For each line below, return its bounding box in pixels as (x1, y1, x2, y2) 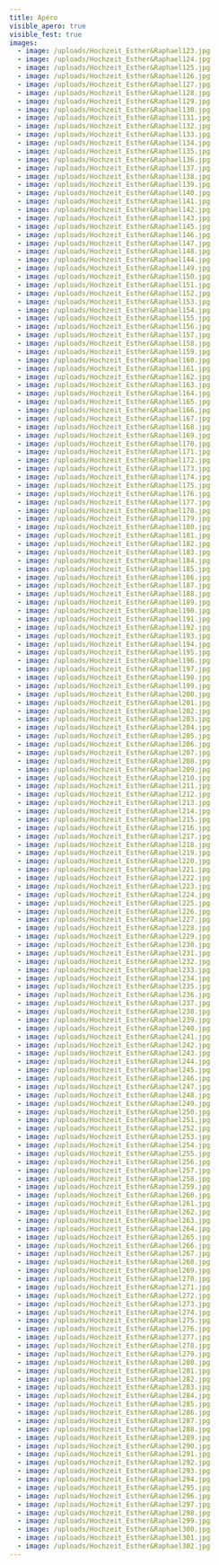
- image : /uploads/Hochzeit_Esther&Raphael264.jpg (17, 1224, 211, 1233)
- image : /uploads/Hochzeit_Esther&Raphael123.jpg (17, 47, 211, 56)
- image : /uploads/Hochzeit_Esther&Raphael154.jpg (17, 305, 211, 314)
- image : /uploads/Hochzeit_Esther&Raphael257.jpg (17, 1165, 211, 1175)
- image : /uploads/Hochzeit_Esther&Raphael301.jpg (17, 1534, 211, 1543)
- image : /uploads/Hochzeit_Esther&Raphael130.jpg (17, 105, 211, 114)
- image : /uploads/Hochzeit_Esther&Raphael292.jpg (17, 1458, 211, 1467)
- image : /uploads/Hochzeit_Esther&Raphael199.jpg (17, 681, 211, 690)
